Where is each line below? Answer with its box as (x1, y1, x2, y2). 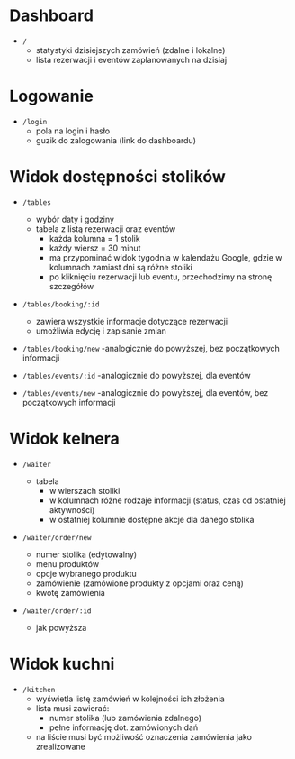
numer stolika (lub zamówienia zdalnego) (49, 712, 202, 723)
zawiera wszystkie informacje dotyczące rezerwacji (35, 315, 228, 326)
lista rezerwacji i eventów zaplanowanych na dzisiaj (35, 54, 228, 65)
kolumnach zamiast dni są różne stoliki (49, 261, 193, 272)
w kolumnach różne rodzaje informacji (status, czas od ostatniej (49, 495, 286, 506)
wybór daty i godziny (35, 214, 115, 224)
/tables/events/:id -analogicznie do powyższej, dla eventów (22, 370, 251, 380)
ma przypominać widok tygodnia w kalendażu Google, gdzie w (49, 251, 282, 262)
